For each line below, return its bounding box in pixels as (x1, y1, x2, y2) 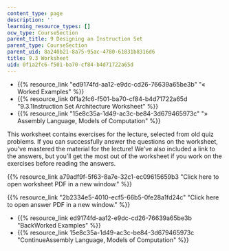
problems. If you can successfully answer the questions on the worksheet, (7, 137, 219, 145)
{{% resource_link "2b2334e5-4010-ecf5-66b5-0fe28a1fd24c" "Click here (7, 193, 219, 201)
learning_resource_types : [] (7, 23, 91, 30)
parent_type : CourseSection (7, 42, 88, 49)
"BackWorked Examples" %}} (17, 221, 101, 229)
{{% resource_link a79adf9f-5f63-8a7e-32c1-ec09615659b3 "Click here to (7, 173, 219, 181)
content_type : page (7, 10, 63, 17)
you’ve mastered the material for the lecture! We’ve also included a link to (7, 144, 215, 153)
